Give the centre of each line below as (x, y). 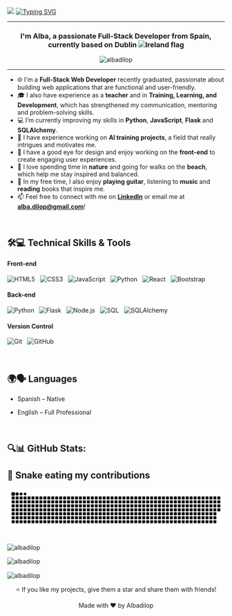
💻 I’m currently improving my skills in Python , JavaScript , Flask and (115, 120)
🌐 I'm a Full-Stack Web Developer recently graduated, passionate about (120, 80)
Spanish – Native (41, 399)
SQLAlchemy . (37, 130)
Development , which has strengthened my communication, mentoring (117, 105)
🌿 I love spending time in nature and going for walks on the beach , (112, 167)
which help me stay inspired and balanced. (78, 174)
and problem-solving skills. (56, 113)
